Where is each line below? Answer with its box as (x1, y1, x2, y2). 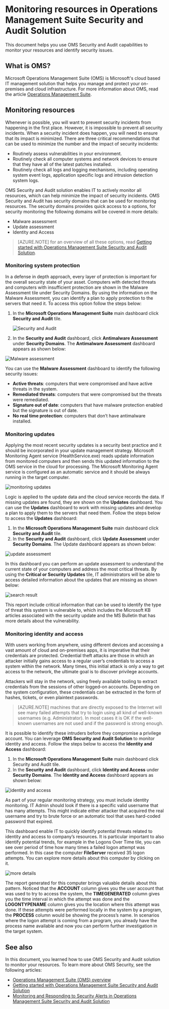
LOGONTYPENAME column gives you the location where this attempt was (5, 901, 160, 908)
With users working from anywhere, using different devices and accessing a (5, 642, 164, 648)
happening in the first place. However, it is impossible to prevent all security (5, 125, 163, 131)
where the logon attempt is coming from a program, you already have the (5, 918, 157, 924)
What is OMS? (5, 62, 51, 70)
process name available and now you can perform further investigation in (5, 923, 157, 929)
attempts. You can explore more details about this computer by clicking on (5, 855, 160, 861)
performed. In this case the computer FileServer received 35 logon (5, 849, 145, 856)
